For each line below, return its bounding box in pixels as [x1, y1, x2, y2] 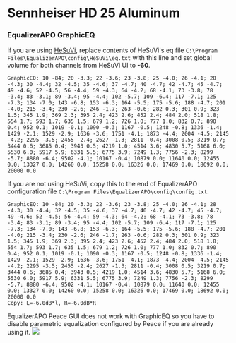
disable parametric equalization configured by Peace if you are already [7, 320, 214, 328]
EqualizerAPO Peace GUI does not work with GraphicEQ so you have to [7, 312, 215, 320]
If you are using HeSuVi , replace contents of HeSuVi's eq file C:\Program [7, 46, 218, 54]
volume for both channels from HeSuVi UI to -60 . [7, 61, 151, 70]
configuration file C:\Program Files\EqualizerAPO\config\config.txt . [7, 187, 210, 195]
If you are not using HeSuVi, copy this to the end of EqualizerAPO [7, 180, 198, 188]
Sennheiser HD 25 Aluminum [7, 5, 180, 21]
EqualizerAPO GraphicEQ [7, 30, 95, 40]
